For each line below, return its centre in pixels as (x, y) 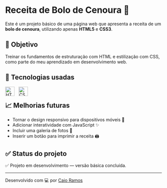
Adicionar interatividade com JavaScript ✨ (56, 125)
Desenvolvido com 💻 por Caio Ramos (44, 181)
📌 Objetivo (22, 45)
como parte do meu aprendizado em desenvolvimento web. (66, 62)
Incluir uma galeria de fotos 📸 (42, 131)
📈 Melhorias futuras (38, 105)
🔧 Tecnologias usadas (40, 77)
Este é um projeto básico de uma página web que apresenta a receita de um (83, 24)
